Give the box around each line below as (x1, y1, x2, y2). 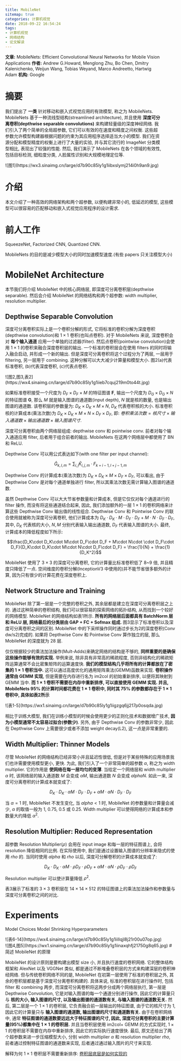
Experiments (5, 910, 59, 921)
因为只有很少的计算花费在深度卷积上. (11, 572, 88, 578)
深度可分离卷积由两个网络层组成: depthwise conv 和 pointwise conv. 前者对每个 (5, 428, 168, 434)
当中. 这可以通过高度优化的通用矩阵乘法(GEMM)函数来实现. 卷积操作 (33, 667, 173, 673)
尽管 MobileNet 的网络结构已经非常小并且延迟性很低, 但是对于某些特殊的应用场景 (5, 754, 170, 760)
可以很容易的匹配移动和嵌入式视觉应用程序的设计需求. (9, 205, 120, 211)
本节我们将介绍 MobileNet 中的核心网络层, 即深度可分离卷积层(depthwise (5, 286, 154, 292)
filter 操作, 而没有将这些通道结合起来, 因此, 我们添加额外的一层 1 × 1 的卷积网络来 (5, 502, 169, 508)
